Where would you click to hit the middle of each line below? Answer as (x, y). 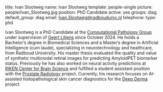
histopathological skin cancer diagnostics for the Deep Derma (85, 79)
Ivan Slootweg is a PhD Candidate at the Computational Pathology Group (78, 32)
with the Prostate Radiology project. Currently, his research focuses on (76, 74)
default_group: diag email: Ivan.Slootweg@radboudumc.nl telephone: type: (81, 17)
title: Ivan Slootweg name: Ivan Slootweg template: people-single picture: (79, 7)
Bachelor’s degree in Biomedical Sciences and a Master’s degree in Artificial (82, 43)
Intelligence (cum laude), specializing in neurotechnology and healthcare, (79, 48)
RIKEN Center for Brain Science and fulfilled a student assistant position (78, 69)
